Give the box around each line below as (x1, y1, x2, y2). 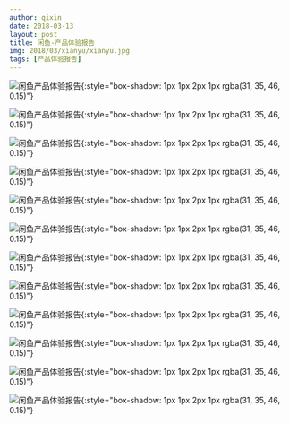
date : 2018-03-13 (9, 22, 74, 30)
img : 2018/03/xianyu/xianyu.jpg (9, 47, 130, 56)
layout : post (9, 30, 58, 39)
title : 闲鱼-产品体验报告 (9, 38, 96, 48)
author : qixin (9, 13, 63, 22)
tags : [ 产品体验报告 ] (9, 55, 82, 64)
